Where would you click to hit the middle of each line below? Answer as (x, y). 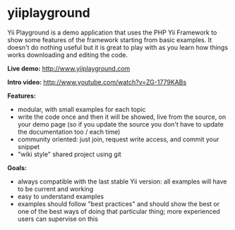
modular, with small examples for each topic (82, 109)
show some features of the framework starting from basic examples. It (110, 39)
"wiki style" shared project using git (69, 154)
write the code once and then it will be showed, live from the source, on (122, 117)
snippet (29, 146)
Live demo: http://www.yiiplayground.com (69, 68)
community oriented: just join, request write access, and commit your (118, 139)
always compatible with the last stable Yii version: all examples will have (122, 181)
